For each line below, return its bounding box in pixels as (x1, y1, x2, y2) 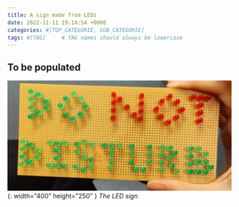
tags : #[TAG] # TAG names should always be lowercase (7, 34, 183, 41)
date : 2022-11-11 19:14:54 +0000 (7, 18, 107, 26)
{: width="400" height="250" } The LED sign (7, 191, 138, 200)
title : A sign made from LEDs (7, 11, 97, 18)
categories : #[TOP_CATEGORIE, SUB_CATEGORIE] (7, 26, 144, 33)
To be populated (7, 61, 81, 73)
